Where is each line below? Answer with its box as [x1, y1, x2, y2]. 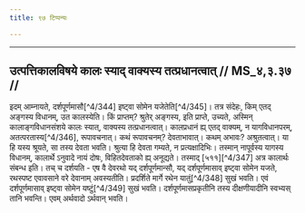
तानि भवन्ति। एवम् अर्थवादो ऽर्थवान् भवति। [9, 193, 129, 204]
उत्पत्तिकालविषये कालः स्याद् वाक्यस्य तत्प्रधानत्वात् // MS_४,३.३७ [9, 63, 292, 79]
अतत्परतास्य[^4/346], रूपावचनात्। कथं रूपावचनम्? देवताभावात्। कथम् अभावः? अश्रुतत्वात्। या [9, 132, 289, 143]
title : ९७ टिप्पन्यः [9, 13, 68, 23]
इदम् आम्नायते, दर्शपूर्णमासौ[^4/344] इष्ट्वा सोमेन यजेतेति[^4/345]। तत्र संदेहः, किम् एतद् [9, 102, 271, 112]
